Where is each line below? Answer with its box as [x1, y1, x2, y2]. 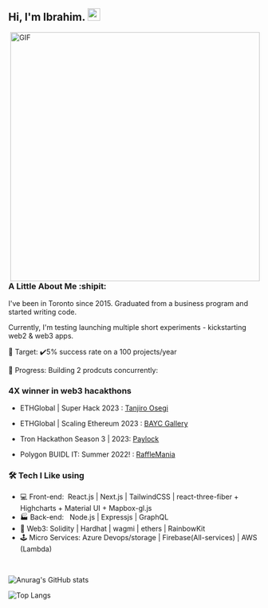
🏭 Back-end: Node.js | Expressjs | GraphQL [19, 512, 169, 522]
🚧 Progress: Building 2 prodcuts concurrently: [8, 366, 158, 375]
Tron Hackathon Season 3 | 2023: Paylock [19, 434, 160, 444]
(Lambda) [19, 543, 53, 554]
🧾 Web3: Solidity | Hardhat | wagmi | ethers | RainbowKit [19, 524, 206, 533]
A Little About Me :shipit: [8, 280, 107, 292]
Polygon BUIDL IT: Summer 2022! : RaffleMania [19, 449, 175, 459]
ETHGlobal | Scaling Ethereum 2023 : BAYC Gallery [19, 419, 189, 429]
